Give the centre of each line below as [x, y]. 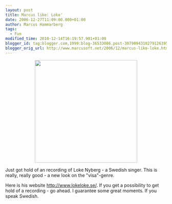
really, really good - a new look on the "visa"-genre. [60, 175]
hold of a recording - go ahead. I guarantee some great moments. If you [81, 191]
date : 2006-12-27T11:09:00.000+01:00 [46, 19]
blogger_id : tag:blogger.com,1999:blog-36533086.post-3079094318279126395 [87, 44]
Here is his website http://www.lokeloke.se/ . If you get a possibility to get [82, 185]
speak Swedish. [22, 196]
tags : [11, 29]
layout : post [19, 10]
